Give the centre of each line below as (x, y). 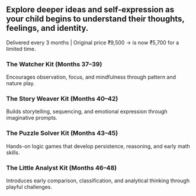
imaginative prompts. (32, 118)
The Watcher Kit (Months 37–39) (54, 64)
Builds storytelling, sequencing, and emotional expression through (87, 111)
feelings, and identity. (47, 28)
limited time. (21, 49)
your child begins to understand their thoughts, (95, 19)
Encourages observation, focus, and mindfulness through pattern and (91, 77)
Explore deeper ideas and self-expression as (90, 10)
